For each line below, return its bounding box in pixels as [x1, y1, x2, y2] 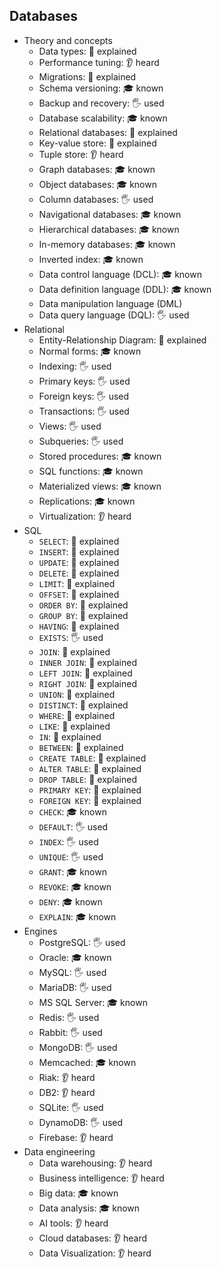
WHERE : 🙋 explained [38, 709, 116, 721]
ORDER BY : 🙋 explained [38, 599, 129, 611]
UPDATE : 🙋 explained [38, 556, 120, 568]
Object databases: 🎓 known [38, 178, 157, 190]
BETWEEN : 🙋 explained [38, 741, 124, 753]
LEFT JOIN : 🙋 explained [38, 667, 133, 679]
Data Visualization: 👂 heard [38, 1247, 152, 1259]
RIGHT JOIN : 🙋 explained [38, 677, 137, 689]
